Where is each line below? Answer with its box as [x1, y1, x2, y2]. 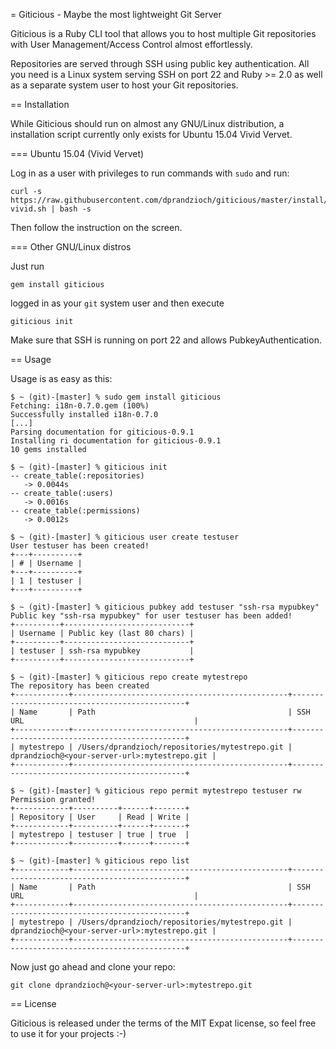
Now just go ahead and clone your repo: [10, 961, 176, 973]
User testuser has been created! [10, 541, 150, 551]
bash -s [59, 204, 92, 214]
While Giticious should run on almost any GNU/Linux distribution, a [10, 118, 285, 129]
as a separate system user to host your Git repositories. [10, 79, 239, 91]
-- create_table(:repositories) [10, 471, 145, 481]
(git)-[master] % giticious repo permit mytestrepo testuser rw [28, 786, 302, 796]
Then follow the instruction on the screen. [10, 222, 183, 233]
